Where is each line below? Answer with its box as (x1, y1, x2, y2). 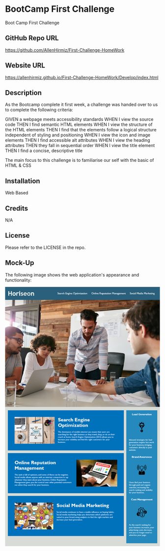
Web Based (5, 190, 28, 196)
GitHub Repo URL (5, 34, 59, 42)
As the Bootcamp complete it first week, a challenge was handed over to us (5, 102, 158, 108)
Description (5, 89, 42, 97)
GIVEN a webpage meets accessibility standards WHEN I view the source (5, 117, 154, 122)
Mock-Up (5, 259, 34, 267)
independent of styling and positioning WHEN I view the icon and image (5, 132, 151, 138)
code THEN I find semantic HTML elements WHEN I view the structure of (5, 122, 153, 127)
